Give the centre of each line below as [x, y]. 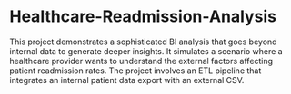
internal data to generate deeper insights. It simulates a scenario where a [146, 51]
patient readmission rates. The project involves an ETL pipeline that [135, 70]
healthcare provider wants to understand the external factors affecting [141, 61]
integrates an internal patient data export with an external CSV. [127, 80]
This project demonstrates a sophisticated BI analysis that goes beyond [143, 42]
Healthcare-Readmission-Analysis [143, 17]
